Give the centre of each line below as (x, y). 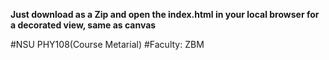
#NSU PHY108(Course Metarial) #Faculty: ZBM (107, 44)
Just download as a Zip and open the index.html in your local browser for (165, 14)
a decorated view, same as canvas (83, 25)
